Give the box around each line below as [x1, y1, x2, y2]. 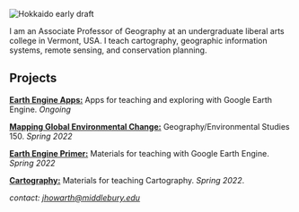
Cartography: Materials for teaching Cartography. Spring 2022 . [9, 174, 245, 185]
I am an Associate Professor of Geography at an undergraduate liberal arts [9, 26, 285, 36]
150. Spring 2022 [9, 131, 74, 141]
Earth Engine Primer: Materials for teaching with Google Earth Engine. [9, 148, 269, 158]
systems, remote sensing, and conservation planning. [9, 45, 207, 55]
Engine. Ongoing [9, 104, 72, 114]
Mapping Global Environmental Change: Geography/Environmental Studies [9, 121, 290, 131]
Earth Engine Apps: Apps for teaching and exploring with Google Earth [9, 94, 272, 105]
